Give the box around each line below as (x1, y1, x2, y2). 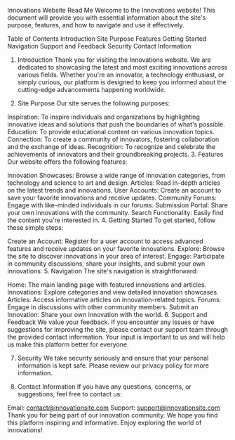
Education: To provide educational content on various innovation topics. (7, 128, 215, 136)
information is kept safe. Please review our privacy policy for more (17, 361, 209, 370)
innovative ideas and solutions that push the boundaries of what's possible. (7, 120, 226, 129)
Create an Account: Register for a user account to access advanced (7, 237, 203, 245)
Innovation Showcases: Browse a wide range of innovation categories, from (7, 172, 226, 179)
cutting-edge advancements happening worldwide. (17, 86, 166, 93)
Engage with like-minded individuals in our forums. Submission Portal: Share (7, 201, 228, 209)
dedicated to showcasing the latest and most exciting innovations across (17, 63, 228, 71)
